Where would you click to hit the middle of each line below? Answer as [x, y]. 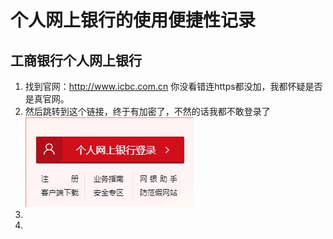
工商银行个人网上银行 [76, 60]
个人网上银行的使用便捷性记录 [133, 20]
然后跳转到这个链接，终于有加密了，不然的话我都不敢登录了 [147, 111]
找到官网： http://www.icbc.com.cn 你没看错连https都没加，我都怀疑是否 [173, 86]
